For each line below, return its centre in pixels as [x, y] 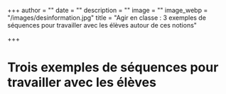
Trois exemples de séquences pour [113, 67]
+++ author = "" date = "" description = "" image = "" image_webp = [108, 10]
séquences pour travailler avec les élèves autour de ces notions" [102, 25]
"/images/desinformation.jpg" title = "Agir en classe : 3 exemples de [107, 18]
